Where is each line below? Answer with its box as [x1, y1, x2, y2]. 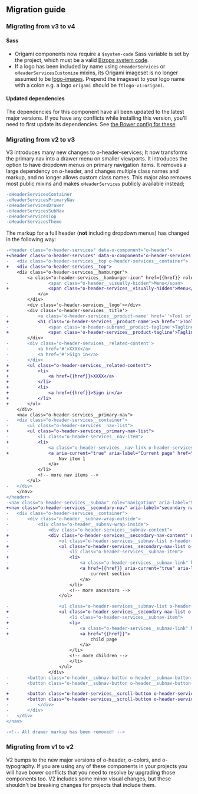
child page [90, 636, 117, 642]
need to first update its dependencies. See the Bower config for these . [6, 120, 177, 127]
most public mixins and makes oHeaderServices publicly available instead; [6, 180, 184, 188]
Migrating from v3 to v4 [6, 22, 75, 31]
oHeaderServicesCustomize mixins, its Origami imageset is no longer [14, 69, 179, 76]
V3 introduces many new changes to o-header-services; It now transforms [6, 149, 188, 156]
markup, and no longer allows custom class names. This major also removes [6, 174, 192, 181]
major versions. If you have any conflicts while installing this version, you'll [6, 114, 187, 122]
